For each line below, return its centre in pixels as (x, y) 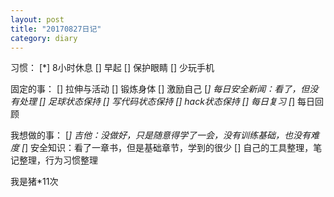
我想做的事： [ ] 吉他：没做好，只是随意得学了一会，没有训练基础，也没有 (161, 135)
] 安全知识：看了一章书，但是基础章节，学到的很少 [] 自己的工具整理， (169, 148)
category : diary (44, 38)
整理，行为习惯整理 (58, 160)
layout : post (37, 19)
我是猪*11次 (34, 182)
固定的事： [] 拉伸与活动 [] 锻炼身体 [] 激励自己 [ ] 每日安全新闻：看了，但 (160, 89)
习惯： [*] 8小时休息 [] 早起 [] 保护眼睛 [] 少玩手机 (112, 68)
